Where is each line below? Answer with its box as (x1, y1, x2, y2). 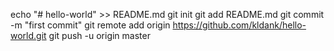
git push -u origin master (48, 30, 151, 41)
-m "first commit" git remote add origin (10, 19, 171, 31)
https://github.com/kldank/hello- (172, 19, 307, 31)
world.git (10, 30, 47, 41)
